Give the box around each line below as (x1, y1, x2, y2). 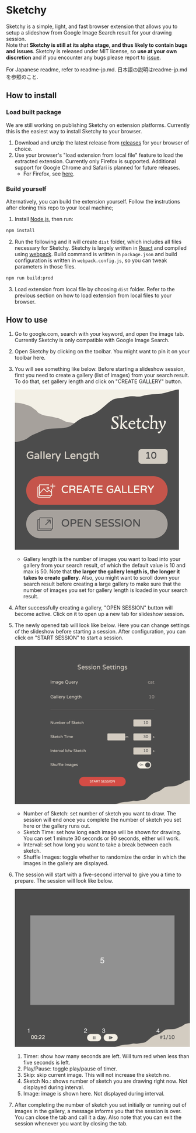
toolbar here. (14, 354, 45, 361)
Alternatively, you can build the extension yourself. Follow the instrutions (6, 198, 180, 205)
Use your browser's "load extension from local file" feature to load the (14, 151, 183, 159)
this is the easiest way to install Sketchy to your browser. (6, 128, 142, 135)
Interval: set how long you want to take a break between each (23, 841, 172, 848)
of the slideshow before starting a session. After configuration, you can (14, 628, 186, 635)
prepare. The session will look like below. (14, 877, 114, 884)
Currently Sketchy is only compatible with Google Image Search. (14, 337, 170, 344)
